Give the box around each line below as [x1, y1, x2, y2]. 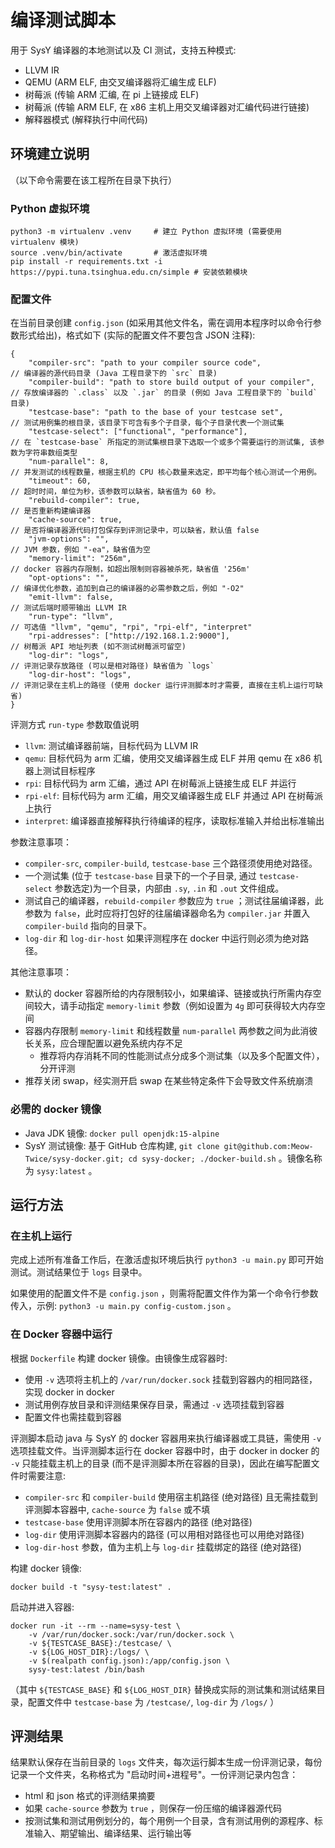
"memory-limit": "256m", [28, 554, 132, 564]
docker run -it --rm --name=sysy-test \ [10, 1621, 182, 1631]
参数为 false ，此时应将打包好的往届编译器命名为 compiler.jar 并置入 [24, 907, 311, 920]
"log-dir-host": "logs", [28, 670, 132, 680]
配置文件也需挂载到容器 [24, 1411, 122, 1423]
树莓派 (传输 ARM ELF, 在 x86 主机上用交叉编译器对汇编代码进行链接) [24, 101, 310, 113]
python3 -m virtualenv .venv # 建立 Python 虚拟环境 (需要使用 [10, 227, 282, 237]
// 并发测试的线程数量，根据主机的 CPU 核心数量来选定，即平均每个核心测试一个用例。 [10, 467, 322, 478]
